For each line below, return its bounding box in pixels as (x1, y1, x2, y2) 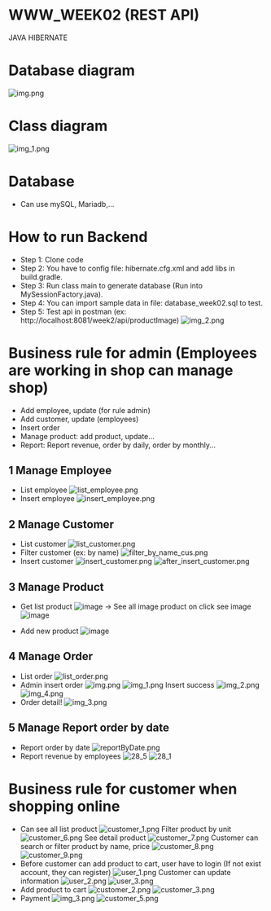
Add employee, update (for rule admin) (20, 405, 151, 415)
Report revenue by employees (20, 751, 121, 761)
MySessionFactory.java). (20, 289, 103, 299)
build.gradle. (20, 271, 63, 282)
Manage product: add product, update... (20, 431, 155, 441)
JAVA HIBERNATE (8, 33, 68, 42)
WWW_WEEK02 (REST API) (8, 6, 199, 24)
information (20, 876, 59, 886)
